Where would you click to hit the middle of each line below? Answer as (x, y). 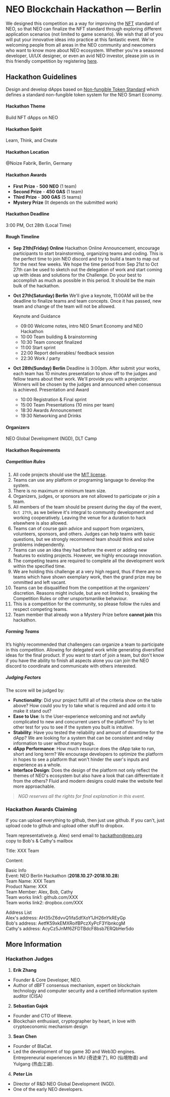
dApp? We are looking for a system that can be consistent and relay (83, 738)
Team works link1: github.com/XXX (42, 897)
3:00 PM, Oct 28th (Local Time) (39, 225)
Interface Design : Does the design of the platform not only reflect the (85, 770)
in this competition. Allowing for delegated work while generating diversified (85, 649)
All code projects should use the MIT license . (60, 474)
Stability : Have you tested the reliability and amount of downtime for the (88, 732)
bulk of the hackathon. (36, 285)
